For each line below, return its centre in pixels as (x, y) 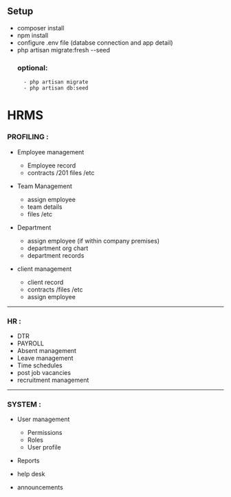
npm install (33, 35)
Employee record (52, 165)
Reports (28, 460)
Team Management (44, 186)
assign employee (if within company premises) (93, 241)
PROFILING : (28, 137)
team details (45, 207)
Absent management (47, 350)
